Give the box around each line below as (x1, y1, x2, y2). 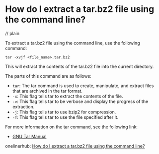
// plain (5, 30, 20, 36)
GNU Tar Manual (12, 133, 47, 139)
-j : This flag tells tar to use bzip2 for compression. (12, 109, 116, 115)
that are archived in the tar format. (12, 88, 83, 94)
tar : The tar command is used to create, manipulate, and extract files (12, 83, 154, 89)
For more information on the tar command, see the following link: (5, 124, 138, 130)
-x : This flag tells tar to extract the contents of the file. (12, 93, 123, 99)
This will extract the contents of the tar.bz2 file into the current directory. (5, 63, 154, 69)
